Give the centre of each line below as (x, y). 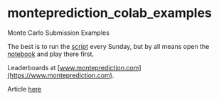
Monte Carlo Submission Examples (59, 33)
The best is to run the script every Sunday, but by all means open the (108, 46)
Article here (25, 89)
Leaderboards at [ (34, 67)
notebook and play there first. (51, 54)
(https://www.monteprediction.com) (60, 75)
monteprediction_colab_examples (109, 13)
